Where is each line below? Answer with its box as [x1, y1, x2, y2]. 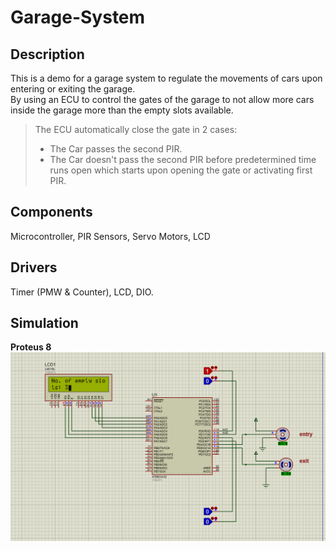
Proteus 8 [10, 341, 52, 353]
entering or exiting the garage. [10, 83, 136, 95]
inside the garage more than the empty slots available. [10, 104, 234, 116]
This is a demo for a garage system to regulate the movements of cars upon [10, 72, 323, 84]
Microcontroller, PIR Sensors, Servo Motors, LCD [10, 230, 211, 242]
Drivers [10, 259, 58, 276]
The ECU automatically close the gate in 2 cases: [34, 124, 238, 135]
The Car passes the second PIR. [49, 143, 183, 155]
